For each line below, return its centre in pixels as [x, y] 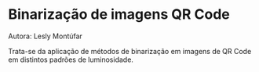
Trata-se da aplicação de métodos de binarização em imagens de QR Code [130, 51]
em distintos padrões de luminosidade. [71, 59]
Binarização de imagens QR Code [119, 14]
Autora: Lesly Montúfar [45, 36]
